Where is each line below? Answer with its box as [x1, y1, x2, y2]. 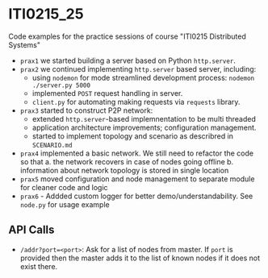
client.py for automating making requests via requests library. [31, 97, 241, 106]
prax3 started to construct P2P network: [19, 106, 153, 115]
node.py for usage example [19, 199, 111, 210]
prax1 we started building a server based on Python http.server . [19, 56, 237, 65]
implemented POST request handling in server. [31, 88, 183, 98]
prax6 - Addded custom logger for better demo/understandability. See [19, 191, 253, 201]
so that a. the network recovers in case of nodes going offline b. [19, 156, 234, 166]
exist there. [19, 261, 58, 271]
